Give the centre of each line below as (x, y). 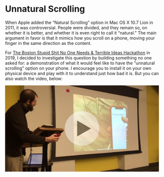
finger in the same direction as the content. (48, 43)
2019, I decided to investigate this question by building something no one (79, 58)
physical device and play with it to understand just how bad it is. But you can (82, 73)
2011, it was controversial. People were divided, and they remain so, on (76, 27)
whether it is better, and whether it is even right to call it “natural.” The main (81, 33)
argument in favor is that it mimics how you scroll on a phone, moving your (80, 38)
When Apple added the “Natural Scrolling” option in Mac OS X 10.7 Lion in (79, 22)
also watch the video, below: (34, 79)
